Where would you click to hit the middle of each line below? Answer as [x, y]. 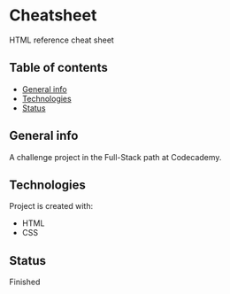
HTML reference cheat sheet [62, 40]
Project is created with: [51, 206]
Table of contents [58, 68]
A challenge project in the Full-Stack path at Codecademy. [115, 157]
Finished [25, 282]
